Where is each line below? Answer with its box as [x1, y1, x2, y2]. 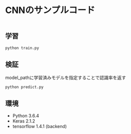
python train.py [5, 45, 39, 50]
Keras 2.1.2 [12, 118, 35, 124]
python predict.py [5, 84, 44, 89]
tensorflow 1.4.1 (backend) [12, 123, 67, 129]
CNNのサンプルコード [5, 4, 95, 16]
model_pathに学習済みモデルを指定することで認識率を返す [5, 74, 126, 80]
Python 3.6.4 [12, 113, 39, 119]
